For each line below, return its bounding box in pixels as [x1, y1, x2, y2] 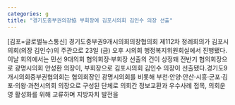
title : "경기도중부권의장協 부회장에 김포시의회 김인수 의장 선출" [7, 17, 173, 24]
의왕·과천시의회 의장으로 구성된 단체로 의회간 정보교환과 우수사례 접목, [14, 81, 207, 89]
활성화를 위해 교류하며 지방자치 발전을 [14, 89, 119, 99]
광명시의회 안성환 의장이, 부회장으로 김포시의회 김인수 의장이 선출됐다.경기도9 [14, 63, 228, 72]
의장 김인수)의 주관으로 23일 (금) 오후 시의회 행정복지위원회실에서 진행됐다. [20, 46, 228, 54]
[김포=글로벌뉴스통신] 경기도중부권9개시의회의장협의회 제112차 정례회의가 [7, 37, 210, 46]
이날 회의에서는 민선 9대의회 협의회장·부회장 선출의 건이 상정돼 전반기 [7, 54, 198, 63]
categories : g [7, 10, 49, 18]
